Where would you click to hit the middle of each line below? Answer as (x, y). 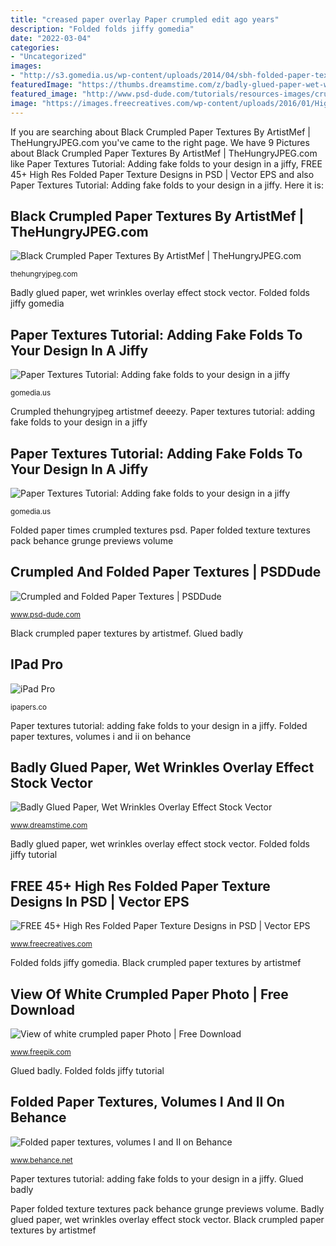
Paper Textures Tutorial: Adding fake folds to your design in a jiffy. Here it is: (167, 185)
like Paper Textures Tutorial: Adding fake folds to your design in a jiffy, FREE (166, 163)
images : (26, 66)
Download (42, 1009)
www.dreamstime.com (49, 826)
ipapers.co (29, 707)
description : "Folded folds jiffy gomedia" (102, 29)
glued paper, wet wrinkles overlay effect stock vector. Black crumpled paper (167, 1219)
